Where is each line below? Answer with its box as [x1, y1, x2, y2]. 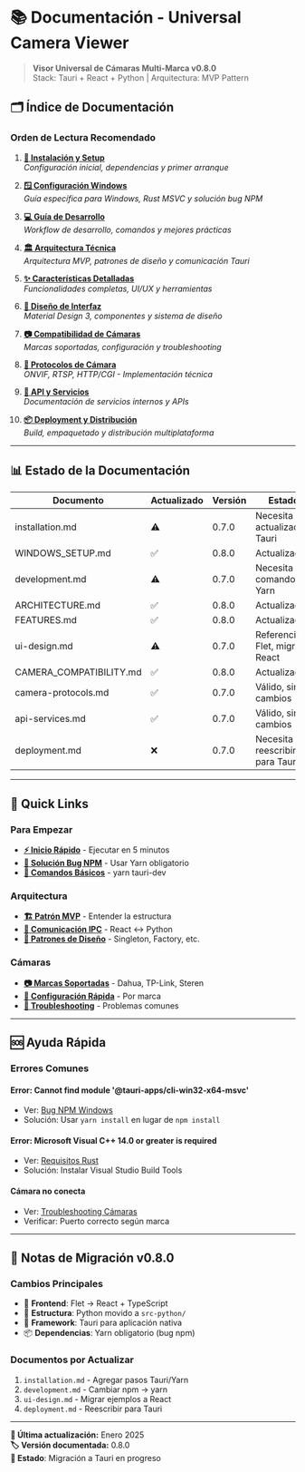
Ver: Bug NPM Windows [23, 1105, 114, 1116]
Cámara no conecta [10, 1185, 86, 1197]
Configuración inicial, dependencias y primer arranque [23, 161, 229, 172]
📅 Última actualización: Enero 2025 [10, 1429, 145, 1440]
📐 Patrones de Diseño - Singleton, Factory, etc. [23, 933, 200, 944]
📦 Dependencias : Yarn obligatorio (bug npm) [23, 1328, 195, 1339]
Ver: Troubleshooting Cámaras [23, 1205, 138, 1216]
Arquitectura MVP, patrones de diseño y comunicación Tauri [23, 255, 250, 266]
